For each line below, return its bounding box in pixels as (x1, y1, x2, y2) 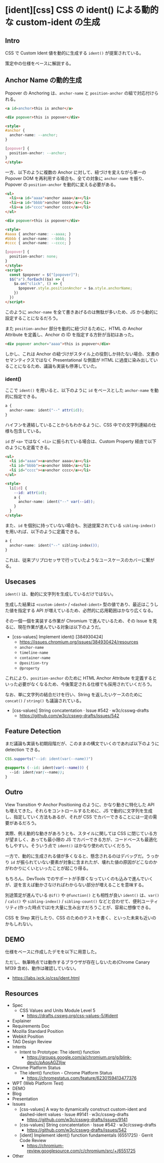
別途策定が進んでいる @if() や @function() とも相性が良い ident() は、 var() (5, 892, 160, 898)
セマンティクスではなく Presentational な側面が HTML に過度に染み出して (5, 357, 154, 363)
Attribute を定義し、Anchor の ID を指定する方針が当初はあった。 (5, 331, 137, 338)
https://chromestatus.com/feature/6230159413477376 (26, 1075, 137, 1081)
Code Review (19, 1138, 47, 1143)
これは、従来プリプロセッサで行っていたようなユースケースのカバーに (5, 557, 146, 563)
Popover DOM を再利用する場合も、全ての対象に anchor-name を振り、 (5, 175, 147, 181)
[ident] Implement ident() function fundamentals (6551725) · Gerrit (19, 1132, 153, 1138)
